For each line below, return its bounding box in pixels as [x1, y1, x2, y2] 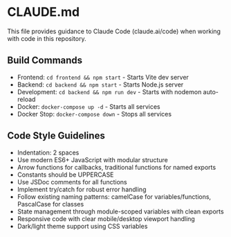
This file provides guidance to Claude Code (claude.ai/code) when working [7, 27, 221, 35]
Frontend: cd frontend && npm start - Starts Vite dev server [17, 73, 189, 81]
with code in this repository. [7, 34, 86, 42]
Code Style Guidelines [7, 130, 105, 142]
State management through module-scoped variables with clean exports [17, 207, 224, 216]
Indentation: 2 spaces [17, 148, 80, 157]
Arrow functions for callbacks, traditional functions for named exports [17, 163, 216, 171]
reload [17, 95, 36, 103]
